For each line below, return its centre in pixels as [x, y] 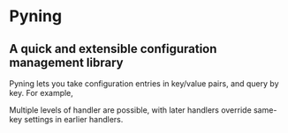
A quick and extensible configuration [113, 49]
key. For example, [41, 93]
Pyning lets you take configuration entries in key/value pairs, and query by [144, 84]
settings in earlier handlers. [74, 119]
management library [66, 62]
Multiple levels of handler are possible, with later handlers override [130, 110]
